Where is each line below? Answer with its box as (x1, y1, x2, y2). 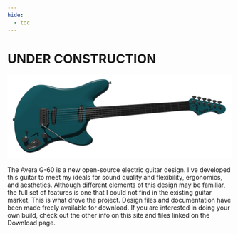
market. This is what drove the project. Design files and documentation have (7, 196, 232, 205)
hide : (7, 11, 24, 19)
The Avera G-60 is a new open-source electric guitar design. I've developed (7, 166, 231, 174)
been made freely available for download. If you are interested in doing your (7, 203, 230, 212)
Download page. (7, 218, 56, 228)
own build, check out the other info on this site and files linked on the (7, 211, 210, 220)
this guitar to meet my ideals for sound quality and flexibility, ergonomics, (7, 173, 223, 182)
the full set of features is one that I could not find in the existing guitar (7, 188, 212, 197)
